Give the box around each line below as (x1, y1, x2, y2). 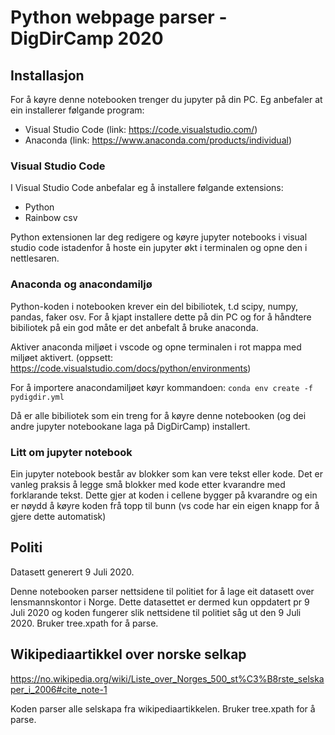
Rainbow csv (24, 212, 78, 224)
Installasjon (10, 67, 85, 84)
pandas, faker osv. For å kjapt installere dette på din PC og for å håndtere (10, 311, 312, 323)
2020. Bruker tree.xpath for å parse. (10, 617, 159, 629)
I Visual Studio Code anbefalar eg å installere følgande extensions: (10, 182, 284, 194)
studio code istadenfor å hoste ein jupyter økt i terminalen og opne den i (10, 242, 308, 254)
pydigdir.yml (10, 392, 65, 402)
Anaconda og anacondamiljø (10, 277, 153, 291)
